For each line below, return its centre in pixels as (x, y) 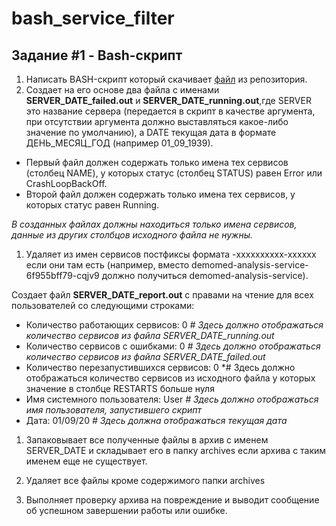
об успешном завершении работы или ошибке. (126, 510)
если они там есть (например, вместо (107, 265)
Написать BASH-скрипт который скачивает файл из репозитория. (166, 79)
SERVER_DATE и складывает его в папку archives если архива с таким (176, 450)
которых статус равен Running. (92, 205)
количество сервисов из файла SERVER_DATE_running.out (150, 335)
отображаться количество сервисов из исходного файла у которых (170, 378)
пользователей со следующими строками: (103, 305)
